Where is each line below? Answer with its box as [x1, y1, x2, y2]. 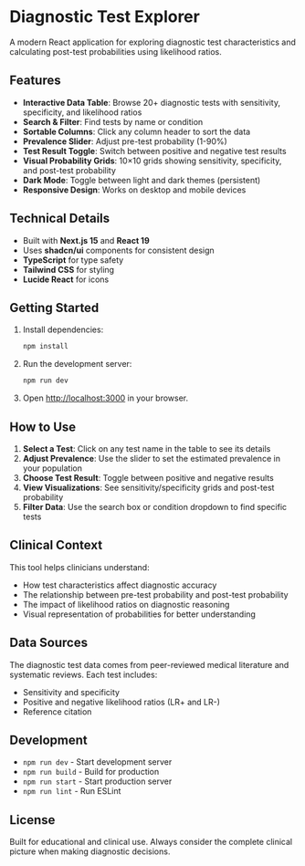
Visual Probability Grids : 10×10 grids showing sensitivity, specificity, [22, 155, 282, 166]
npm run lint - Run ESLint [22, 786, 121, 797]
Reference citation [22, 705, 92, 717]
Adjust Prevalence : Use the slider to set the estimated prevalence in [22, 453, 281, 464]
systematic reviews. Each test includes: [9, 669, 158, 680]
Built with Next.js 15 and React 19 [22, 235, 150, 245]
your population [22, 463, 82, 474]
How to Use [9, 419, 77, 434]
